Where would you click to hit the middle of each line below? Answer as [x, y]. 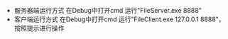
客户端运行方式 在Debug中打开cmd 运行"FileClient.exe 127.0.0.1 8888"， [119, 19]
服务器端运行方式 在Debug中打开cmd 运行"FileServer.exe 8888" [108, 10]
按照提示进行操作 [39, 28]
